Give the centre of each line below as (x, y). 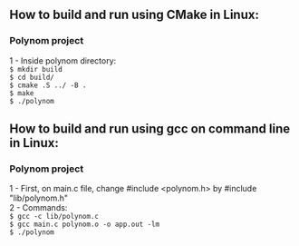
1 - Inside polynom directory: (63, 60)
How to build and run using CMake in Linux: (135, 15)
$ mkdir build (36, 69)
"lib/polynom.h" (39, 198)
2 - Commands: (39, 208)
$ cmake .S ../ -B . (48, 85)
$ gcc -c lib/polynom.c (54, 217)
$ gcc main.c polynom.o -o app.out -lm (85, 225)
